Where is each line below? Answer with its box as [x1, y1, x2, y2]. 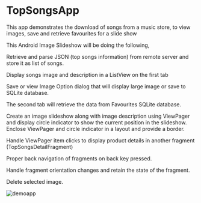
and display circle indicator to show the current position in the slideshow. [6, 118, 187, 126]
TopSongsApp [6, 4, 79, 17]
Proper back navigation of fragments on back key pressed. [6, 154, 152, 162]
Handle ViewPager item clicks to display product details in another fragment [6, 136, 195, 144]
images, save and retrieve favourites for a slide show [6, 29, 137, 37]
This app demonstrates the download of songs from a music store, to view [6, 23, 191, 31]
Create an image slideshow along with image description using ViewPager [6, 112, 190, 120]
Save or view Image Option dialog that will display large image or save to [6, 82, 186, 90]
